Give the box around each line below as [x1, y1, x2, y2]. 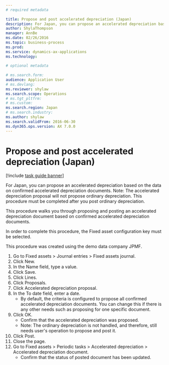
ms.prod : [6, 45, 24, 50]
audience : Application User [6, 77, 65, 82]
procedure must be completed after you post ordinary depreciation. [6, 199, 145, 205]
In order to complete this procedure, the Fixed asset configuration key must [6, 229, 162, 235]
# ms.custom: [6, 101, 33, 106]
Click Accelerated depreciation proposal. [13, 285, 98, 291]
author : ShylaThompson [6, 26, 53, 31]
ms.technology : [6, 54, 38, 59]
